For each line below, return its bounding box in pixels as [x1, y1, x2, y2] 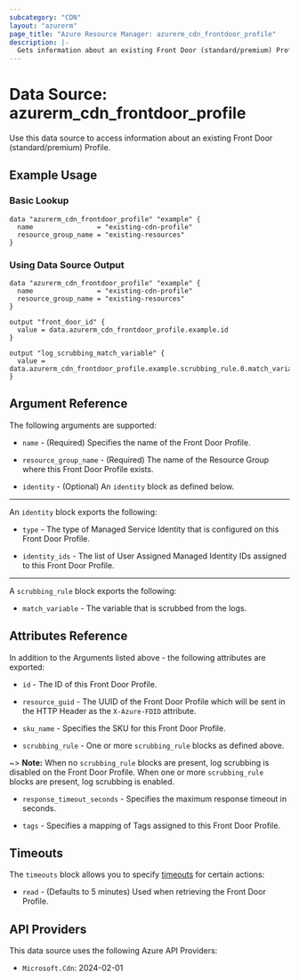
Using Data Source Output [9, 259, 125, 271]
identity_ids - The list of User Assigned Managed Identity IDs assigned [21, 550, 287, 561]
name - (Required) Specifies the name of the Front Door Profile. [21, 437, 251, 447]
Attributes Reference [9, 629, 128, 644]
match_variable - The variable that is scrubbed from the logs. [21, 602, 247, 614]
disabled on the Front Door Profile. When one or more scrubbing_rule [9, 767, 264, 777]
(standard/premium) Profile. [9, 142, 111, 153]
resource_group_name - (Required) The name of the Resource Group [21, 454, 270, 465]
